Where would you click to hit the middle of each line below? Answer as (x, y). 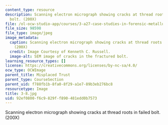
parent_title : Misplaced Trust (38, 75)
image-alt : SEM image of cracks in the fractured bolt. (69, 56)
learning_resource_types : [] (35, 61)
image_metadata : (22, 38)
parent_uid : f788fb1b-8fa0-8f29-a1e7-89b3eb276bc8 (59, 84)
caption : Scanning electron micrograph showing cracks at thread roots (86, 42)
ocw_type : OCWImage (25, 70)
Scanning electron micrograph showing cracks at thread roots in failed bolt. (83, 112)
